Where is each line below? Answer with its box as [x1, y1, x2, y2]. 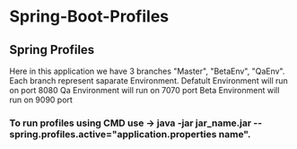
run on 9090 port [9, 94, 74, 105]
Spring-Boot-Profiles [9, 6, 170, 27]
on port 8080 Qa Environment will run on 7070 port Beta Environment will [9, 85, 280, 95]
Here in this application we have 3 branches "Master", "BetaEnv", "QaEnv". [9, 66, 285, 76]
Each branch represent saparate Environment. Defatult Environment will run [9, 75, 289, 86]
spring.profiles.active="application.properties [9, 127, 217, 140]
